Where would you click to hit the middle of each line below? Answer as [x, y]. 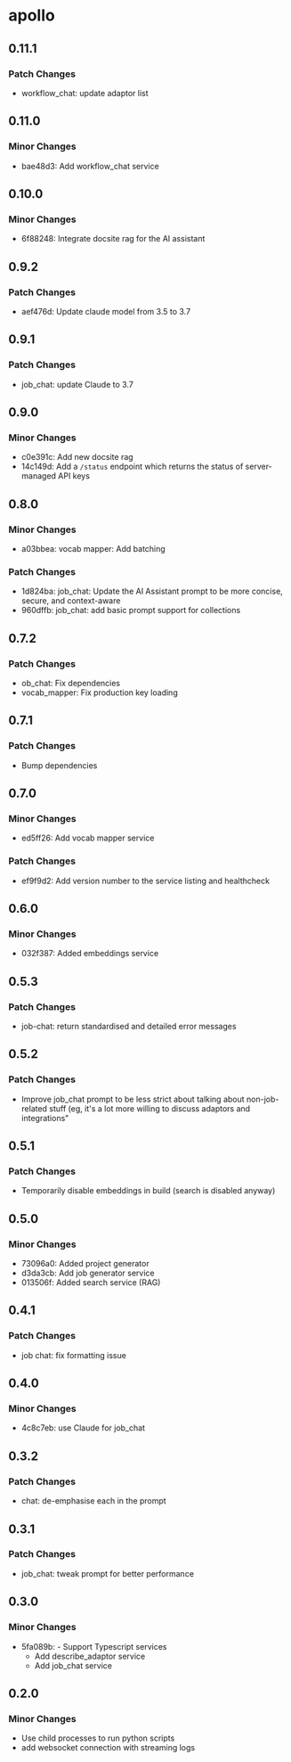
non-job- [263, 1099]
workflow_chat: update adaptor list [85, 93]
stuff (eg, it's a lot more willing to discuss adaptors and [150, 1108]
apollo [32, 16]
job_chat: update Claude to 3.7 [77, 384]
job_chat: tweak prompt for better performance [108, 1573]
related [34, 1108]
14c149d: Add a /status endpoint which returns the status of [132, 467]
